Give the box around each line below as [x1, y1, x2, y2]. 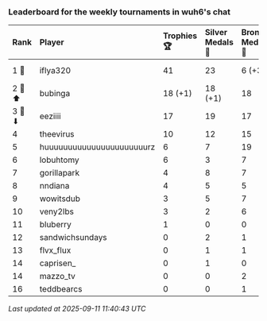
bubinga [39, 88, 71, 99]
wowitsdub [39, 193, 81, 204]
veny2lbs [39, 206, 74, 217]
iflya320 [39, 65, 72, 76]
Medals [205, 37, 234, 48]
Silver [205, 27, 228, 38]
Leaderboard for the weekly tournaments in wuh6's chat [8, 6, 231, 17]
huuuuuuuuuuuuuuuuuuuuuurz [39, 141, 156, 153]
